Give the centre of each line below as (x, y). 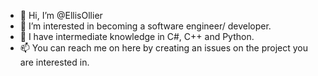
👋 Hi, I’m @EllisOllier (61, 15)
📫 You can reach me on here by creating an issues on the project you (163, 48)
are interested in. (54, 62)
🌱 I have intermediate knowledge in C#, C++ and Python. (137, 36)
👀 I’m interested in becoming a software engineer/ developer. (145, 26)
